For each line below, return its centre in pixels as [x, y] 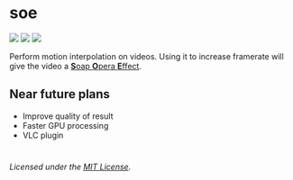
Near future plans [60, 94]
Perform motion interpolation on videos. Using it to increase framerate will [146, 56]
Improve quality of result [68, 116]
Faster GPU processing [65, 125]
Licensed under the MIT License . [70, 166]
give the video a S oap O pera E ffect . [76, 66]
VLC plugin [43, 135]
